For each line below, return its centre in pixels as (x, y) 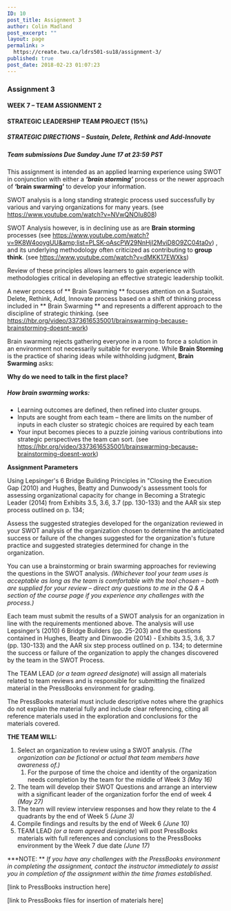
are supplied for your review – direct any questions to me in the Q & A (106, 588)
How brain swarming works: (49, 392)
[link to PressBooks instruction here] (59, 887)
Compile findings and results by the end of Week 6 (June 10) (103, 824)
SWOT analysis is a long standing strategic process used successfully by (111, 200)
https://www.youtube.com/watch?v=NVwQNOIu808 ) (82, 215)
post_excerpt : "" (32, 33)
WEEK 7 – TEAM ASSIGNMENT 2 (54, 106)
